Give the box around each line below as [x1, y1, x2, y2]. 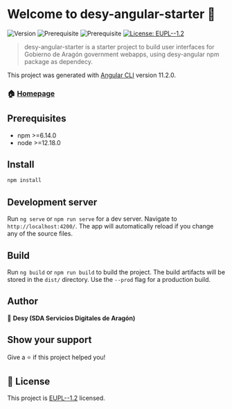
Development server [7, 196, 98, 208]
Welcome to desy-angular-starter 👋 [7, 6, 216, 22]
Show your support [7, 334, 92, 346]
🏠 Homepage [7, 88, 55, 98]
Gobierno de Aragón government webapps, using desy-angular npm [24, 50, 220, 58]
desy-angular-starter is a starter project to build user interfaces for [24, 42, 215, 51]
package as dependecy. [24, 57, 93, 65]
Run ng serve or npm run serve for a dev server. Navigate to [7, 215, 178, 223]
